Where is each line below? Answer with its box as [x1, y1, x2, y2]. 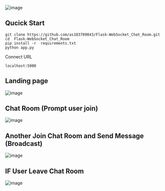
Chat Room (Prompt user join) [5, 104, 98, 113]
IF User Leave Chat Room [5, 167, 84, 175]
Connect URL [5, 53, 33, 59]
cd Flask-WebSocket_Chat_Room [5, 36, 70, 42]
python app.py [5, 45, 35, 50]
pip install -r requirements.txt [5, 41, 77, 46]
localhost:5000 [5, 63, 37, 68]
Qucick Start [5, 19, 45, 27]
